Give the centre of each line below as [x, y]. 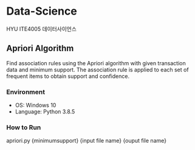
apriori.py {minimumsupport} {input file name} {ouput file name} [87, 141]
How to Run [24, 127]
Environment [26, 91]
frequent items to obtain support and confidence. [68, 76]
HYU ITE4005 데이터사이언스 [42, 29]
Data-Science [42, 11]
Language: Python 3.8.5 [45, 112]
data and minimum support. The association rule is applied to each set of [98, 70]
